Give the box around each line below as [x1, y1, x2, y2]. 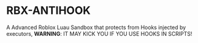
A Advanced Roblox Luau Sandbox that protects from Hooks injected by [6, 24, 186, 31]
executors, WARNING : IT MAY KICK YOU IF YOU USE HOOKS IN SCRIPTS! [6, 30, 193, 37]
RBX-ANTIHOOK [6, 4, 91, 18]
